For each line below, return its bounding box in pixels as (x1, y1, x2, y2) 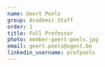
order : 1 (7, 23, 33, 30)
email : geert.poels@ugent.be (7, 43, 92, 50)
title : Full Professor (7, 29, 73, 37)
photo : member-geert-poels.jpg (7, 36, 99, 43)
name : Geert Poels (7, 10, 61, 17)
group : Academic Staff (7, 17, 73, 24)
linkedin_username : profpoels (7, 50, 96, 57)
